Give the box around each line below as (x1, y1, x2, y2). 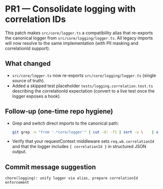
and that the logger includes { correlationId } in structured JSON (12, 144, 146, 150)
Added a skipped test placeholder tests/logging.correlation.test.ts (12, 83, 153, 89)
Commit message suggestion (5, 163, 96, 171)
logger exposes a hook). (12, 93, 61, 99)
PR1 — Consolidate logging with (5, 3, 136, 15)
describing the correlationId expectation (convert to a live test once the (12, 88, 155, 94)
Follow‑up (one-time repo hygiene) (5, 107, 113, 115)
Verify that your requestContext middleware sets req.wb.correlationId (12, 138, 155, 144)
